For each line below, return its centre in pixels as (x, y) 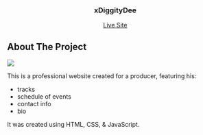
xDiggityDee (115, 10)
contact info (34, 104)
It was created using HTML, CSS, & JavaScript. (73, 125)
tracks (26, 89)
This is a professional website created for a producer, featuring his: (102, 76)
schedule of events (44, 97)
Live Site (115, 25)
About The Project (47, 47)
